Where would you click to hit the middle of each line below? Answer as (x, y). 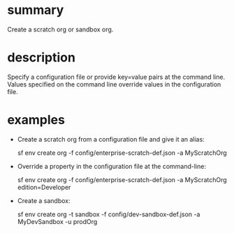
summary (36, 10)
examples (36, 120)
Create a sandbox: (44, 200)
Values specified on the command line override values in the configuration (114, 84)
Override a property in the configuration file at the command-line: (111, 166)
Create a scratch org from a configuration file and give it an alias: (111, 139)
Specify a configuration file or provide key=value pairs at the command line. (116, 77)
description (41, 58)
